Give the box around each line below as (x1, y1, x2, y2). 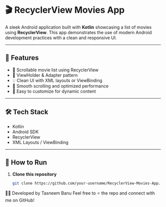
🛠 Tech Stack (5, 108, 48, 116)
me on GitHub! (5, 197, 35, 204)
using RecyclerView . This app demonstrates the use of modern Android (5, 29, 152, 35)
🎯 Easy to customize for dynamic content (12, 88, 96, 94)
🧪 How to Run (5, 158, 47, 166)
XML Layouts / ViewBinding (12, 139, 69, 145)
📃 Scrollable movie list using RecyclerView (12, 67, 99, 73)
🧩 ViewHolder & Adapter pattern (12, 72, 78, 78)
